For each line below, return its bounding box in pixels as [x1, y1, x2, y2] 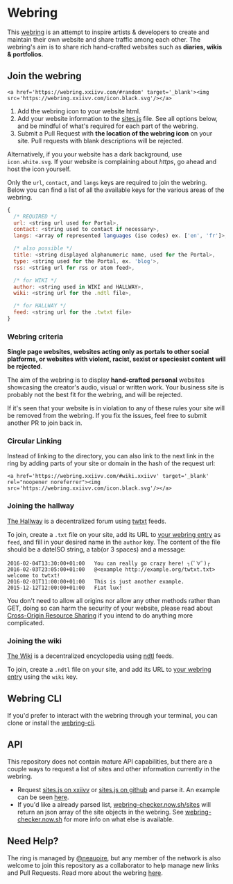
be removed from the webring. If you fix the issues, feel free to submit [7, 412, 207, 420]
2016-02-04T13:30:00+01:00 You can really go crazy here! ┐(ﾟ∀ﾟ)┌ [7, 560, 210, 567]
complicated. [7, 618, 45, 627]
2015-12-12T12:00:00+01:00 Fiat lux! [7, 584, 123, 591]
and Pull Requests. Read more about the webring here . [7, 868, 163, 877]
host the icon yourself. [7, 165, 71, 173]
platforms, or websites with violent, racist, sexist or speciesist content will [7, 355, 226, 363]
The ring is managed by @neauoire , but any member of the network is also [7, 853, 221, 862]
